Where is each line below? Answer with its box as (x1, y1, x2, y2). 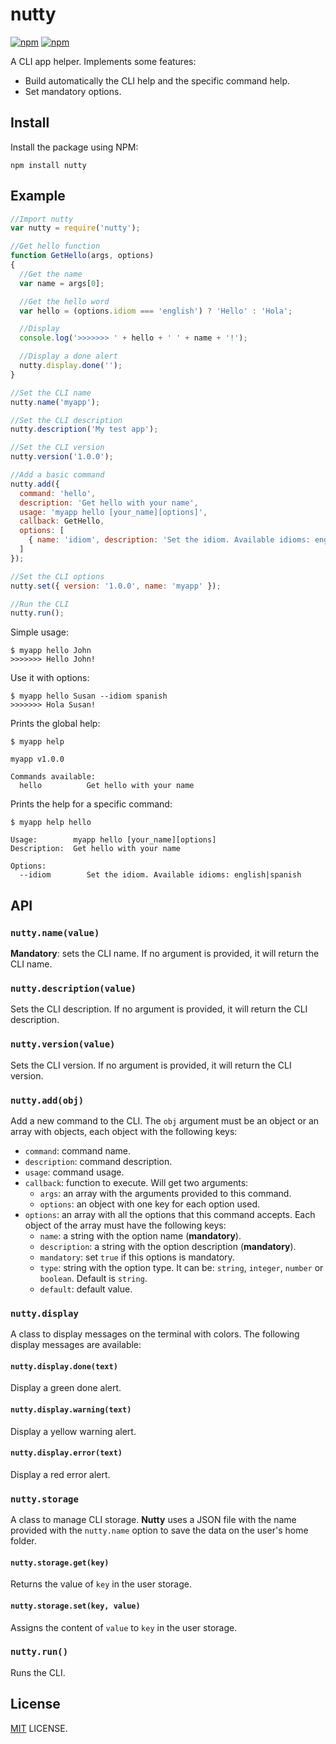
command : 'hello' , (19, 488, 97, 498)
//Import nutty (10, 214, 74, 224)
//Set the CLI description (10, 415, 123, 425)
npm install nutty (10, 160, 87, 170)
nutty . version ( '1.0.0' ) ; (10, 452, 114, 462)
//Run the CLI (10, 599, 70, 609)
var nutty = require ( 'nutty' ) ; (10, 223, 141, 233)
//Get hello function (10, 241, 101, 252)
